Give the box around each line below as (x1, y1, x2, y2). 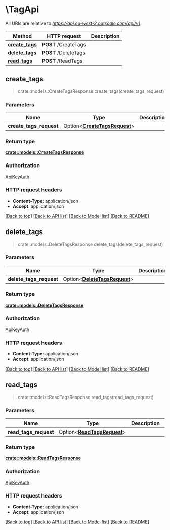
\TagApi (5, 4, 39, 15)
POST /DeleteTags (41, 49, 86, 56)
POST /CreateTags (41, 41, 86, 48)
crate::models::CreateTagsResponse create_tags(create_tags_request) (17, 88, 164, 94)
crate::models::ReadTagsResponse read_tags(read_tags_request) (17, 394, 154, 400)
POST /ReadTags (41, 57, 83, 64)
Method (12, 32, 32, 39)
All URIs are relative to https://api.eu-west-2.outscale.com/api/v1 (5, 20, 141, 26)
